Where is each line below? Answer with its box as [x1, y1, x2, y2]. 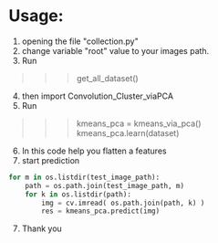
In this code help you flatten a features [21, 145, 167, 156]
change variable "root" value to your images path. [21, 45, 210, 56]
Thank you [21, 223, 63, 234]
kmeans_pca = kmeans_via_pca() [76, 118, 202, 129]
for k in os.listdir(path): [25, 189, 131, 199]
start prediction [21, 154, 80, 165]
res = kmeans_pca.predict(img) [41, 206, 161, 216]
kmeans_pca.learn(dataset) [76, 127, 180, 138]
